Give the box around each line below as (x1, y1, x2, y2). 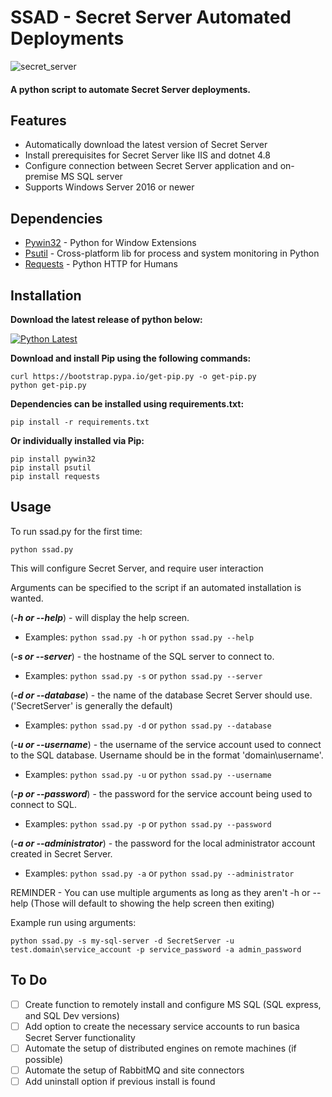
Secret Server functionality (24, 1031, 136, 1043)
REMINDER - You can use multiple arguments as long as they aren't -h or (10, 886, 311, 898)
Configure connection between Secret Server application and (24, 160, 278, 172)
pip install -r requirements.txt (10, 417, 150, 427)
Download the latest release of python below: (10, 313, 203, 325)
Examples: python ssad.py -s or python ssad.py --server (24, 669, 263, 681)
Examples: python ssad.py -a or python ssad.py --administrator (24, 867, 295, 879)
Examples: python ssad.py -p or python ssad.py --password (24, 817, 272, 830)
